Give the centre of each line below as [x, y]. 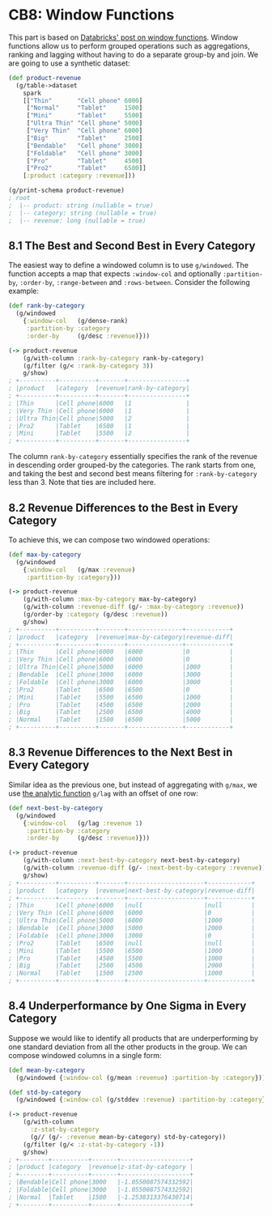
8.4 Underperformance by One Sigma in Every [127, 1006]
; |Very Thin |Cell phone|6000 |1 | [99, 410]
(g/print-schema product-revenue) [67, 191]
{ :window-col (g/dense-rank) [76, 321]
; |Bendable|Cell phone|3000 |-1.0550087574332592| [101, 1182]
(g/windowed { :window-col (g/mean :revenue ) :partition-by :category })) [141, 1078]
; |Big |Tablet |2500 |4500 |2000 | [132, 966]
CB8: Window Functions [91, 15]
